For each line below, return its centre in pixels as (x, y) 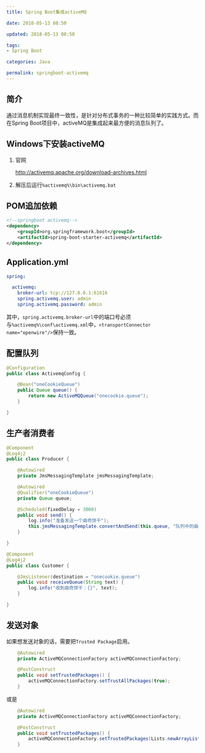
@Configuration (26, 368)
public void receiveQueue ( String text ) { (70, 582)
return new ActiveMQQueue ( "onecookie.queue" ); (88, 396)
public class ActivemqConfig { (46, 373)
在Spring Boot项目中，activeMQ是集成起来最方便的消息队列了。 (87, 122)
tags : (13, 45)
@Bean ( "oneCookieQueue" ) (49, 384)
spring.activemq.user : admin (54, 299)
